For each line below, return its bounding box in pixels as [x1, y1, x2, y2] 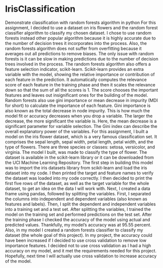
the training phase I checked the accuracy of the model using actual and [5, 216, 150, 223]
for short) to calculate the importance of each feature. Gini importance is [5, 103, 151, 108]
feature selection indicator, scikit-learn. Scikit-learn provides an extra [5, 66, 144, 72]
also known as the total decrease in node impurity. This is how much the [5, 107, 150, 113]
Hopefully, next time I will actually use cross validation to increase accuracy [5, 253, 157, 259]
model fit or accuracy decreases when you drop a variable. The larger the [5, 113, 153, 119]
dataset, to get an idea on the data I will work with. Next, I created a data [5, 186, 150, 191]
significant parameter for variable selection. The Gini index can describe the [5, 123, 158, 129]
